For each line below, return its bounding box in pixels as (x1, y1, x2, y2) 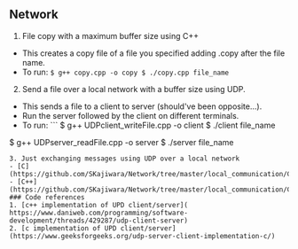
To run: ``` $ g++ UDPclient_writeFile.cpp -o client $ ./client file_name (21, 120, 276, 130)
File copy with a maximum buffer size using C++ (21, 30, 200, 41)
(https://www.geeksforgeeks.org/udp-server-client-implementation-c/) (9, 231, 276, 240)
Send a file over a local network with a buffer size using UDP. (21, 83, 246, 94)
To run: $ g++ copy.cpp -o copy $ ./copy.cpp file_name (21, 66, 230, 77)
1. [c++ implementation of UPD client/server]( (9, 200, 189, 209)
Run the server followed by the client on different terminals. (21, 110, 239, 121)
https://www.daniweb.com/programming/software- (9, 208, 189, 217)
